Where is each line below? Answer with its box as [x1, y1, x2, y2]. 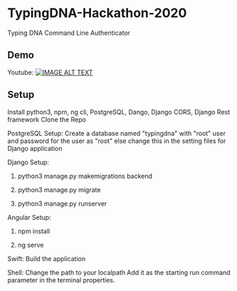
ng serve [17, 240, 44, 249]
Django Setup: [7, 158, 50, 166]
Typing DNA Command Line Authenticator [7, 28, 130, 37]
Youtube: [7, 68, 34, 76]
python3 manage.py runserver [17, 199, 107, 208]
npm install [17, 226, 51, 236]
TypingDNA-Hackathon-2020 [7, 5, 187, 21]
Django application [7, 144, 63, 152]
